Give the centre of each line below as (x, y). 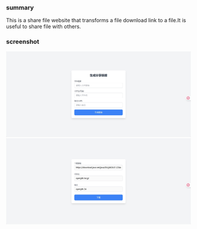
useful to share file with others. (43, 26)
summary (20, 8)
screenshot (23, 42)
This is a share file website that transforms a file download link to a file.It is (96, 20)
